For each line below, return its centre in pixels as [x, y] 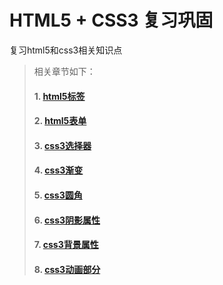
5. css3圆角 [58, 195]
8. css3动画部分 [67, 269]
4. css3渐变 [58, 170]
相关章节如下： [64, 71]
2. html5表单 [60, 121]
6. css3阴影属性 [67, 220]
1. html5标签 [59, 96]
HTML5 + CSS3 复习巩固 [111, 20]
